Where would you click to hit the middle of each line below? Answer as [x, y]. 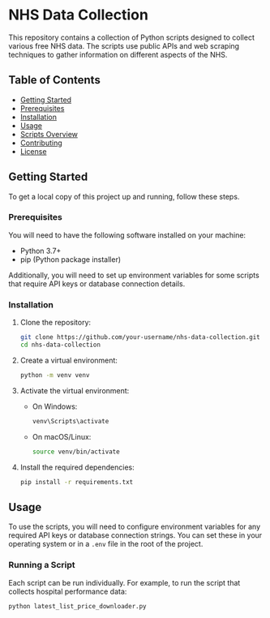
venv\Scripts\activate [71, 421]
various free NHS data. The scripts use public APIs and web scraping [124, 45]
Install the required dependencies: [77, 467]
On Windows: [55, 406]
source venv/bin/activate [76, 452]
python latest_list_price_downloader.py [78, 606]
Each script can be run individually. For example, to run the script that [124, 582]
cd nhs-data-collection [60, 345]
